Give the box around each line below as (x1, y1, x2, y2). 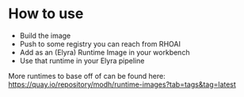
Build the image (19, 31, 71, 40)
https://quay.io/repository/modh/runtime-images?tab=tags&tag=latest (8, 80, 236, 89)
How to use (8, 5, 84, 23)
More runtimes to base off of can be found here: (8, 71, 166, 80)
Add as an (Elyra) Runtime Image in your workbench (19, 47, 190, 57)
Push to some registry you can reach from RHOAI (19, 39, 181, 48)
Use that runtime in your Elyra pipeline (19, 56, 145, 65)
